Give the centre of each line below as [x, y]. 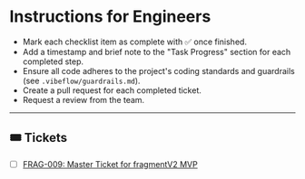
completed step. [53, 61]
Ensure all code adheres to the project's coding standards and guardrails [158, 71]
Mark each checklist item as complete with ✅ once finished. [135, 42]
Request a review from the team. [84, 99]
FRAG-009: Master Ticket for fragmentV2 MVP [110, 164]
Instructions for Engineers [110, 17]
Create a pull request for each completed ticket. [112, 90]
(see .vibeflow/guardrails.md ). [81, 80]
